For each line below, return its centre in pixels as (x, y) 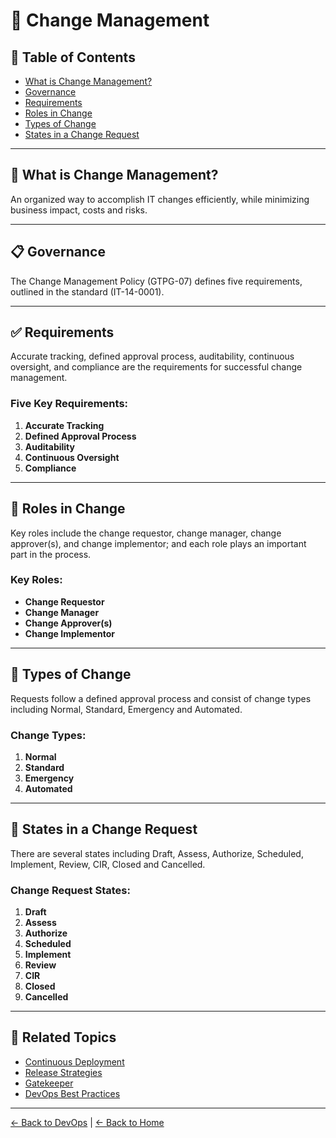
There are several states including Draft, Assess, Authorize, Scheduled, (157, 853)
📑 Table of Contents (73, 57)
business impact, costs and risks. (79, 210)
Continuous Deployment (74, 1061)
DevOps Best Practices (72, 1093)
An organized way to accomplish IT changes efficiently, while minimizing (160, 199)
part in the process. (51, 554)
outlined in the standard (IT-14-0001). (87, 291)
